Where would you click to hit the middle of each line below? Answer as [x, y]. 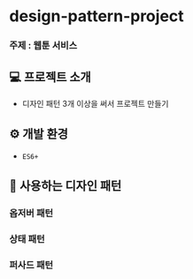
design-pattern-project [96, 16]
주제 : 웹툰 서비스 [43, 46]
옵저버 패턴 [31, 214]
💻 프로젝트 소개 [50, 77]
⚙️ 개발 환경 [39, 134]
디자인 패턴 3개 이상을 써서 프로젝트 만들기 [95, 103]
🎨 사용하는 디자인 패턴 [66, 186]
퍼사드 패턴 [31, 265]
